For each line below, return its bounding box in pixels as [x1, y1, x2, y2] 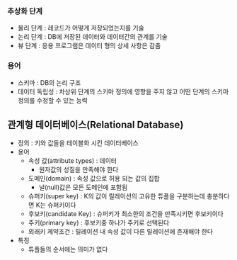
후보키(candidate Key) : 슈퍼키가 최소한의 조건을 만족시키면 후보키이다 [28, 210, 224, 218]
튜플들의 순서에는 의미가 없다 [28, 245, 108, 254]
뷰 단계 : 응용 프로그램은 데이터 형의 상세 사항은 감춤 [17, 41, 161, 50]
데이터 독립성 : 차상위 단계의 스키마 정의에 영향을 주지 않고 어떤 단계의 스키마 [17, 87, 229, 96]
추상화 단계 [7, 6, 43, 16]
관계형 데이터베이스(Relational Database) [7, 118, 184, 130]
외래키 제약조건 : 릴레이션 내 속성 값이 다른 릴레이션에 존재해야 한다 [28, 227, 214, 236]
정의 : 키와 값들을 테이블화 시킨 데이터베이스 [17, 139, 139, 147]
